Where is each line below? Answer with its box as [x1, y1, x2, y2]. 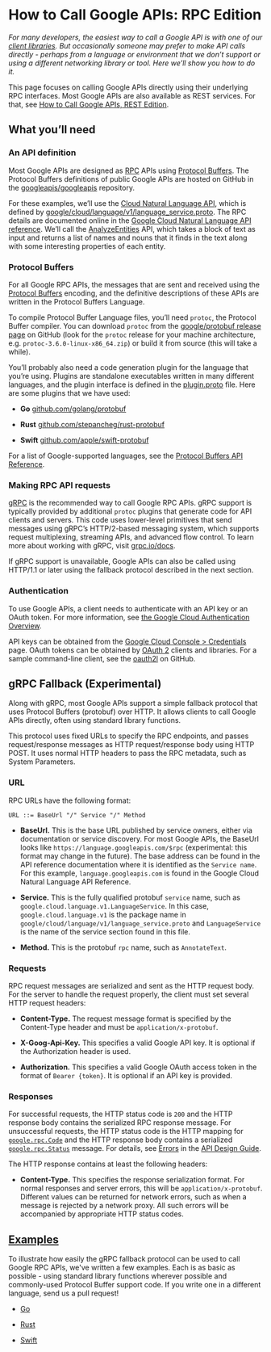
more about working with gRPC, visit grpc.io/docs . [8, 541, 176, 551]
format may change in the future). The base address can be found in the [19, 850, 261, 861]
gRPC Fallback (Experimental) [8, 677, 162, 691]
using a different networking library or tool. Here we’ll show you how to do [8, 58, 256, 68]
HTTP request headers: [8, 997, 86, 1007]
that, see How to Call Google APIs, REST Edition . [8, 99, 169, 109]
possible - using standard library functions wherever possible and [8, 1271, 227, 1281]
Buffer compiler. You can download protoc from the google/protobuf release [8, 321, 262, 330]
